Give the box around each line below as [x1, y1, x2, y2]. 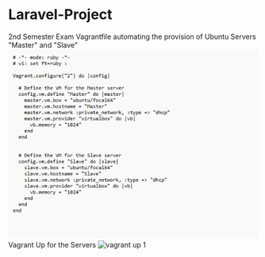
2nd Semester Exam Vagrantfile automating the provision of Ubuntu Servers [8, 32, 256, 41]
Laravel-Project [8, 6, 113, 24]
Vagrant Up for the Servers [8, 240, 97, 249]
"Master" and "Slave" [8, 40, 79, 49]
